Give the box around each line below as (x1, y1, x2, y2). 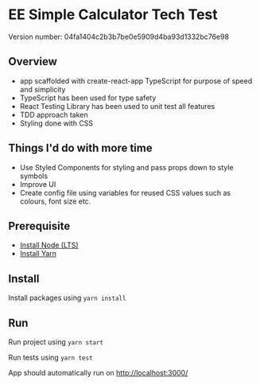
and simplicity (19, 84, 66, 94)
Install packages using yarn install (8, 293, 126, 303)
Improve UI (19, 179, 56, 189)
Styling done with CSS (19, 118, 94, 128)
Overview (8, 55, 58, 68)
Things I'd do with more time (8, 142, 153, 155)
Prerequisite (8, 219, 71, 232)
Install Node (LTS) (19, 240, 79, 250)
